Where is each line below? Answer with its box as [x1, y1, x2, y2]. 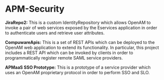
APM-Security [5, 3, 64, 15]
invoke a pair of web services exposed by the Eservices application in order [5, 24, 158, 30]
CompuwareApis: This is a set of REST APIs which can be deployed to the [5, 39, 155, 45]
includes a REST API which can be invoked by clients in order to [5, 50, 133, 56]
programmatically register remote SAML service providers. [5, 55, 123, 60]
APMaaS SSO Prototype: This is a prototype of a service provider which [5, 64, 151, 70]
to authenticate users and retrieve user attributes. [5, 30, 105, 36]
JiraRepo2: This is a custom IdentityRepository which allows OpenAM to [5, 20, 151, 25]
